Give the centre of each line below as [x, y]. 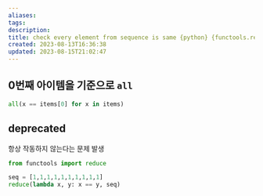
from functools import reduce [58, 163]
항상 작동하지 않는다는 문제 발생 [56, 148]
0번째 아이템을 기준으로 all [70, 86]
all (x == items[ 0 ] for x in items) [66, 104]
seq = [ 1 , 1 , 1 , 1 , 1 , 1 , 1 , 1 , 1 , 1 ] [56, 177]
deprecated [37, 129]
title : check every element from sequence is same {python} [108, 37]
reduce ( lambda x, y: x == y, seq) [65, 185]
